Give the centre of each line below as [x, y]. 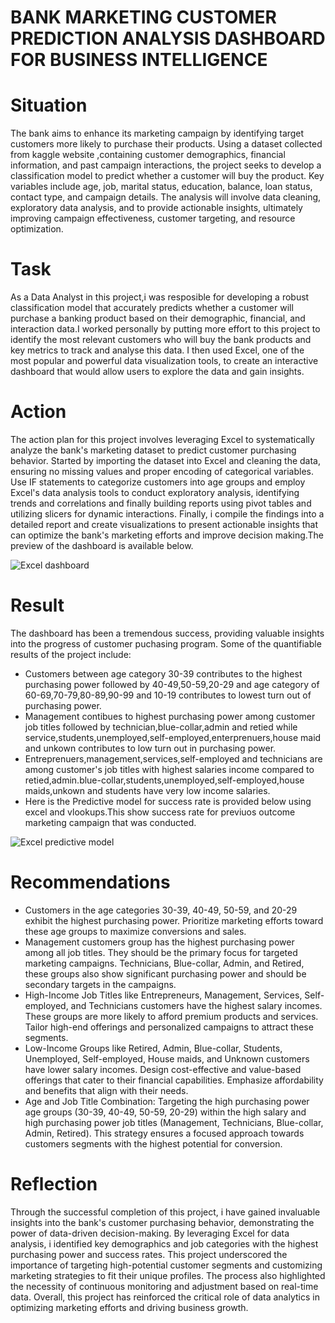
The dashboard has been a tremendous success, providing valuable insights [167, 633]
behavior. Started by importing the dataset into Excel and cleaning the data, [165, 460]
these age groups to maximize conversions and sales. [135, 931]
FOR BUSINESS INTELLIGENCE [139, 60]
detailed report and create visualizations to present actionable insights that [164, 524]
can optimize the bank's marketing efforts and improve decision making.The [167, 535]
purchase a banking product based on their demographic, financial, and [158, 318]
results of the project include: [71, 654]
